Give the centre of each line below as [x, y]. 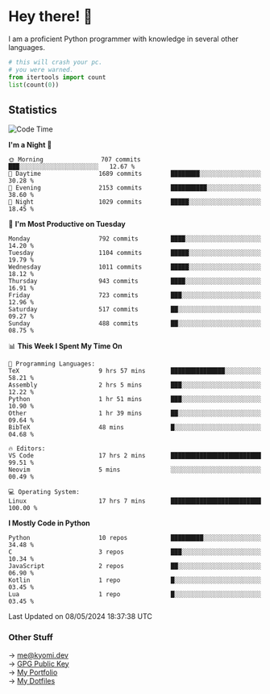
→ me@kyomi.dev [38, 655]
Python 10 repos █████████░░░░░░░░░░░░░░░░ [135, 538]
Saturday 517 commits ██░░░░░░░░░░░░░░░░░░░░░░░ [135, 310]
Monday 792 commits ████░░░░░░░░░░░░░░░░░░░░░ [135, 239]
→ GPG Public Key [39, 663]
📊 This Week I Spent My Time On [65, 346]
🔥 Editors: [27, 449]
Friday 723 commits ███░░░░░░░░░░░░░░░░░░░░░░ [135, 295]
